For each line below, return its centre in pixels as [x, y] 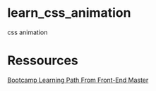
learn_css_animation [69, 13]
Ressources [43, 61]
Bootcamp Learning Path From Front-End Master [78, 80]
